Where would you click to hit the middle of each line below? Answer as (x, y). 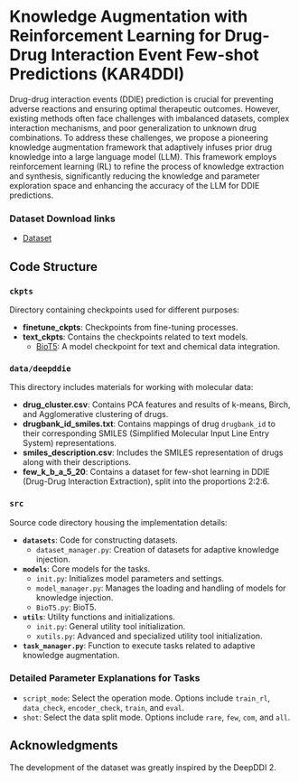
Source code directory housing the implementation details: (118, 522)
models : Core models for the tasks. (86, 568)
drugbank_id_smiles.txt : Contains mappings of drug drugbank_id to (149, 424)
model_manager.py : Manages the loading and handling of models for (161, 588)
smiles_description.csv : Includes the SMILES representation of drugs (153, 452)
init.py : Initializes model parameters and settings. (130, 578)
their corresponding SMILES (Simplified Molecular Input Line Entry (145, 433)
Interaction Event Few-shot (155, 55)
